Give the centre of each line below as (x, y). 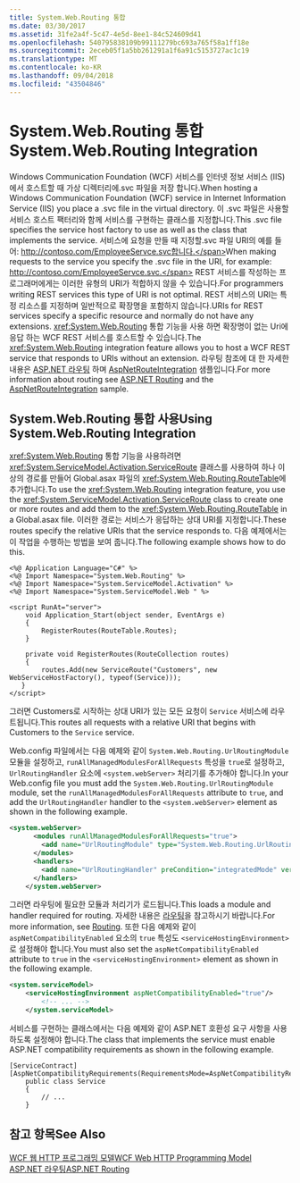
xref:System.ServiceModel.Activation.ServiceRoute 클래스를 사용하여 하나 (143, 467)
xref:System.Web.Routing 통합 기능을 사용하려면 (95, 456)
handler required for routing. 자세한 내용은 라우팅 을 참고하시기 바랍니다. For (142, 916)
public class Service (65, 1081)
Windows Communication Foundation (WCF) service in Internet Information (148, 197)
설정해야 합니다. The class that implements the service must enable (154, 1039)
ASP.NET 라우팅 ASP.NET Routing (70, 1169)
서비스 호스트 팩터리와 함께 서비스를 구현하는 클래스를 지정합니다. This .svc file (146, 219)
